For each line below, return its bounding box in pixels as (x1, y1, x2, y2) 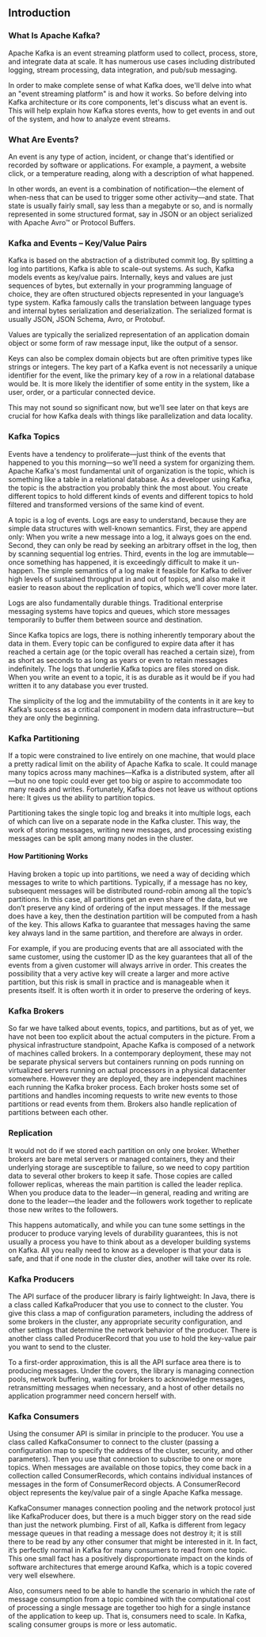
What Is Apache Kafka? (8, 30, 101, 41)
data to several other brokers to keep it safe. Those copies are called (8, 1171, 233, 1180)
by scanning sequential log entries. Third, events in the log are (8, 549, 211, 558)
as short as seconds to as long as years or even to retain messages (8, 655, 228, 665)
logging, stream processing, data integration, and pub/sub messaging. (8, 65, 237, 75)
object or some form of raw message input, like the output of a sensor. (8, 339, 238, 348)
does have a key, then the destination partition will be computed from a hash (8, 911, 258, 921)
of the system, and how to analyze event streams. (8, 114, 171, 124)
